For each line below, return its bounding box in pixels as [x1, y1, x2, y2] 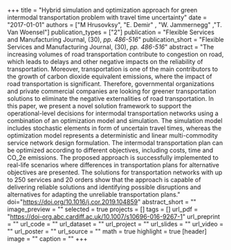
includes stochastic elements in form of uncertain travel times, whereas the [7, 124, 222, 132]
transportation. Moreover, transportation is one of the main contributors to [7, 65, 219, 73]
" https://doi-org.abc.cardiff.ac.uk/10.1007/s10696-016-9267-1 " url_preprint [7, 212, 220, 221]
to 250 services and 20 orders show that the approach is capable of [7, 176, 201, 183]
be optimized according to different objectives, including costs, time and [7, 146, 214, 154]
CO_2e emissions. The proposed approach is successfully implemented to [7, 153, 219, 162]
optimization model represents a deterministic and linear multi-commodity [7, 131, 218, 140]
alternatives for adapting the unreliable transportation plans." [7, 190, 181, 199]
